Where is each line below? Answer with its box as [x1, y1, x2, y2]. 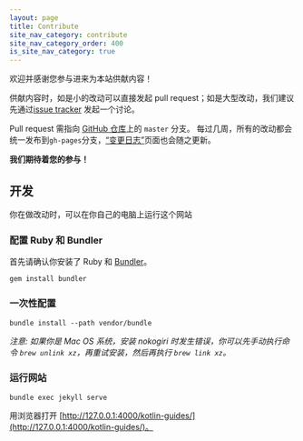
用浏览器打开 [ [9, 410, 64, 421]
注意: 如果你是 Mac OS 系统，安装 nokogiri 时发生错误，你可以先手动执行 [9, 336, 282, 346]
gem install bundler [9, 275, 88, 284]
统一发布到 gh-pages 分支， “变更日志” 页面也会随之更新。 [9, 135, 216, 145]
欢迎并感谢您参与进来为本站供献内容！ [9, 74, 152, 85]
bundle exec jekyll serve [9, 393, 107, 402]
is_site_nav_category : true [9, 47, 116, 56]
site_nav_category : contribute [9, 30, 128, 39]
